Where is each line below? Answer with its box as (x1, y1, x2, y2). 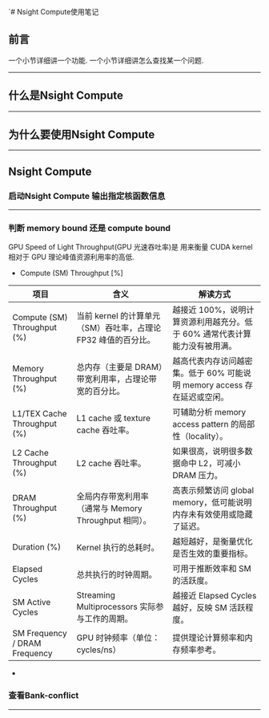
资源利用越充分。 (179, 316, 245, 327)
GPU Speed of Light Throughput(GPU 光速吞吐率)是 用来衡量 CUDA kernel (8, 242, 254, 252)
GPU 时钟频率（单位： (76, 632, 160, 643)
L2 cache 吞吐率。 (76, 458, 147, 469)
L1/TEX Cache (12, 408, 67, 420)
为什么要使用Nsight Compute (8, 128, 155, 142)
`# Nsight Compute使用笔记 (8, 7, 99, 16)
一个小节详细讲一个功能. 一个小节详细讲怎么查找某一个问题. (8, 55, 204, 65)
